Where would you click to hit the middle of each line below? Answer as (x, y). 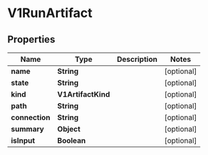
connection (31, 117)
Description (137, 59)
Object (69, 129)
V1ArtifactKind (84, 94)
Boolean (72, 140)
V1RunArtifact (50, 13)
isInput (23, 140)
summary (27, 129)
